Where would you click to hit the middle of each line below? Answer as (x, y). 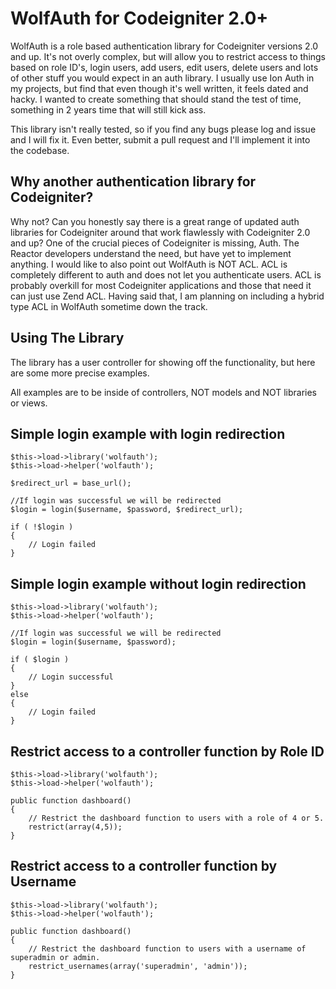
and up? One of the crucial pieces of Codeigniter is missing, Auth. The (155, 243)
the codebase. (40, 150)
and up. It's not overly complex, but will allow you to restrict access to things (168, 56)
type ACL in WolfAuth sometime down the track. (109, 306)
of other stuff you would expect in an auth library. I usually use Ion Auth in (162, 78)
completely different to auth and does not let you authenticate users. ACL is (166, 274)
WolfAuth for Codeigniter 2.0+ (139, 18)
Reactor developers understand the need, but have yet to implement (151, 253)
